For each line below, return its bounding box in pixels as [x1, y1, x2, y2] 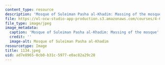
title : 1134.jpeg [5, 48, 41, 53]
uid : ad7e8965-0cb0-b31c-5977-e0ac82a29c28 [5, 52, 96, 58]
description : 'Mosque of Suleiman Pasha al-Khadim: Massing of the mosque [5, 12, 162, 17]
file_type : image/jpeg [5, 21, 52, 26]
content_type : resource [5, 7, 54, 12]
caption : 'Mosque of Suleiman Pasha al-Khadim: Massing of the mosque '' [9, 30, 162, 35]
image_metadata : [5, 25, 38, 30]
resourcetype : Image [5, 43, 48, 48]
